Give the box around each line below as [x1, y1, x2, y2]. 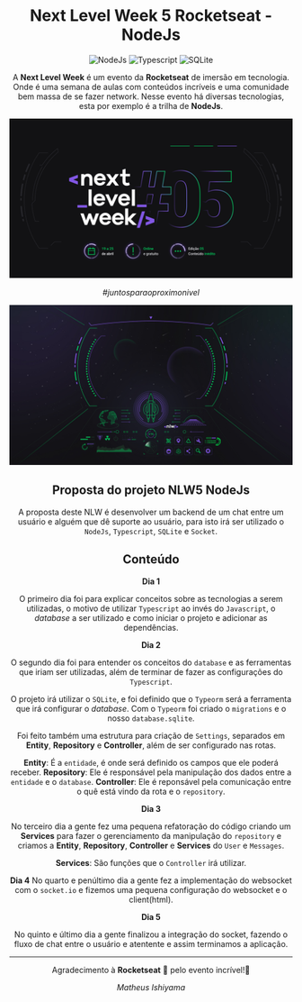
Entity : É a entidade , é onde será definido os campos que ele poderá [23, 757, 279, 768]
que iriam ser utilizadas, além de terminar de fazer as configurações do [19, 666, 283, 677]
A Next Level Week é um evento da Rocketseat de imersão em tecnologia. [12, 71, 290, 82]
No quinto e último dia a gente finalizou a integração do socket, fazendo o [13, 929, 289, 940]
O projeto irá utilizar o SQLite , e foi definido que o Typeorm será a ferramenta [10, 693, 292, 704]
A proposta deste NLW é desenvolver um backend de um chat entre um [18, 506, 284, 517]
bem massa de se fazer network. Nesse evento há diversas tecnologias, [17, 91, 285, 102]
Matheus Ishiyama [116, 981, 186, 992]
